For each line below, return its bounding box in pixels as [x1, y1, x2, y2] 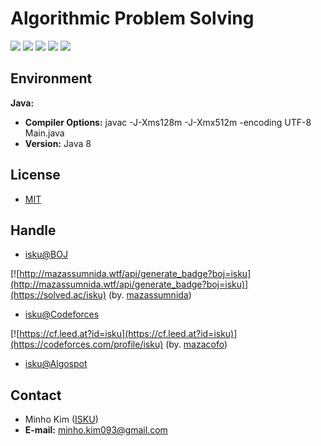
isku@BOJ [24, 248, 68, 261]
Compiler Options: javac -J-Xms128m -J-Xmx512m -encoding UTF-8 [24, 116, 312, 128]
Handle [10, 222, 57, 239]
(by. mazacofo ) [165, 338, 228, 351]
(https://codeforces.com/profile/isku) [10, 338, 164, 351]
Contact [10, 387, 62, 404]
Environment [10, 70, 93, 87]
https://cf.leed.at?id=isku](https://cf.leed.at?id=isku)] [19, 328, 238, 340]
